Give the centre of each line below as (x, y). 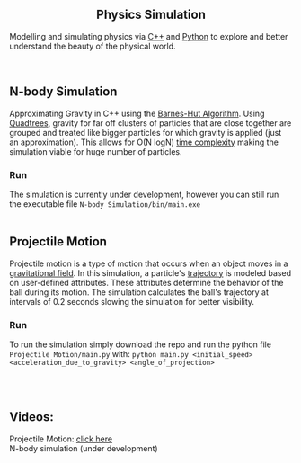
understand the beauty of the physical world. (93, 46)
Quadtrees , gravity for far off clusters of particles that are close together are (150, 123)
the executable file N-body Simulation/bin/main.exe (105, 204)
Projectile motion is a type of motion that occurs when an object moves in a (149, 263)
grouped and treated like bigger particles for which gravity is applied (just (146, 132)
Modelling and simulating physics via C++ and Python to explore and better (149, 36)
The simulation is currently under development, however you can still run (144, 194)
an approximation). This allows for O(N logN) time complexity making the (144, 142)
